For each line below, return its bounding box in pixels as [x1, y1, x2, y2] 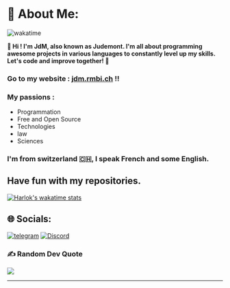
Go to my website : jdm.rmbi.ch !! [7, 73, 120, 83]
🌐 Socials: [7, 213, 52, 225]
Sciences [16, 137, 44, 145]
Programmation [16, 108, 61, 116]
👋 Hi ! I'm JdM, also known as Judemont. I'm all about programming [7, 42, 203, 50]
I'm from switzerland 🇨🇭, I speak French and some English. [7, 154, 209, 164]
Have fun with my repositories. [7, 175, 142, 187]
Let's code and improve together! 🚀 [7, 56, 110, 64]
